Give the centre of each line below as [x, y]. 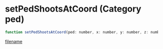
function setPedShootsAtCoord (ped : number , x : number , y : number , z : [77, 32]
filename [14, 41]
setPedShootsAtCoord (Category [73, 9]
